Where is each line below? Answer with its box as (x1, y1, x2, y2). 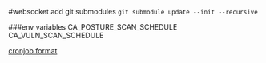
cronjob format (8, 46, 58, 55)
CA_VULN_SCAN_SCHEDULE (8, 31, 104, 40)
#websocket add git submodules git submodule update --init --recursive (8, 7, 258, 16)
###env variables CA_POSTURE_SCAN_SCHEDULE (8, 22, 178, 31)
